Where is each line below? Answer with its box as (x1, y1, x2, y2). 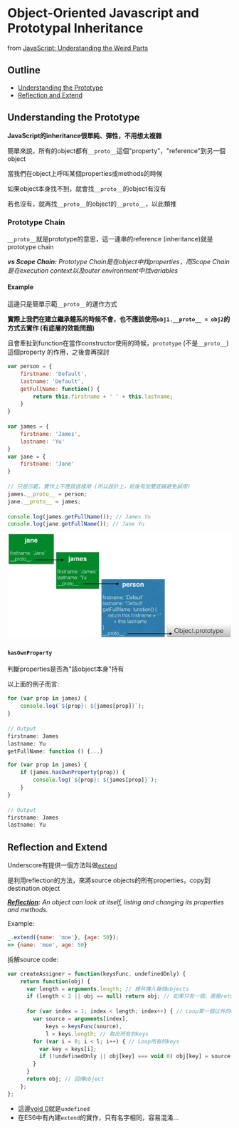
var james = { (7, 423, 50, 430)
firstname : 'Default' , (20, 370, 87, 377)
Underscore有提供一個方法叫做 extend (7, 861, 117, 869)
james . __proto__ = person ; (7, 490, 87, 498)
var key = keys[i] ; (38, 1045, 97, 1053)
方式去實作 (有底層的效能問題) (7, 324, 95, 333)
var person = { (7, 363, 53, 370)
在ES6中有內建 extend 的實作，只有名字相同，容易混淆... (17, 1113, 179, 1122)
